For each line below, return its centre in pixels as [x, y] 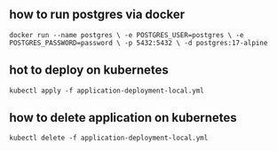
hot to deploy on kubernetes [89, 70]
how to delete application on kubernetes [123, 118]
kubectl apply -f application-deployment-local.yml [107, 91]
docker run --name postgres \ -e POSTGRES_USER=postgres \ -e [127, 35]
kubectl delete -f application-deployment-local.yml [109, 138]
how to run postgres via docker [97, 15]
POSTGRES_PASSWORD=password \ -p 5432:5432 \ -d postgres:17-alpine [138, 43]
